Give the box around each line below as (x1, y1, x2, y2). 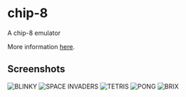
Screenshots (7, 63, 66, 76)
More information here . (7, 42, 75, 51)
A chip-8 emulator (7, 29, 61, 37)
